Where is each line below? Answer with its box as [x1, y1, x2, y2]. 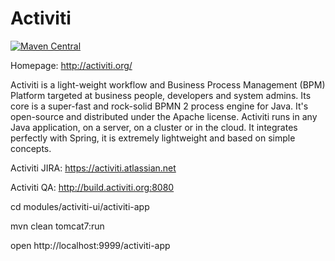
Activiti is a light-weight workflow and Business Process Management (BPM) [10, 78, 326, 91]
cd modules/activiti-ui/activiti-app [10, 200, 150, 212]
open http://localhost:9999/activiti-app [10, 239, 171, 251]
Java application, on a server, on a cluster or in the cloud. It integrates [10, 121, 298, 133]
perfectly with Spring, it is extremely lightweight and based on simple [10, 132, 296, 144]
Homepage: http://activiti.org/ [10, 59, 133, 71]
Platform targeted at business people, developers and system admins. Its [10, 89, 312, 101]
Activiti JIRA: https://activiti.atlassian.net [10, 162, 177, 174]
